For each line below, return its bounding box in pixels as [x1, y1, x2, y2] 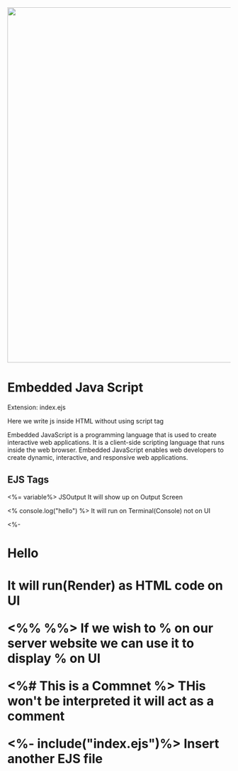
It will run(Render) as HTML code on [7, 578, 223, 594]
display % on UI [7, 650, 101, 667]
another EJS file [7, 751, 103, 767]
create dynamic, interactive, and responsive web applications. [7, 453, 188, 461]
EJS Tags [7, 474, 50, 486]
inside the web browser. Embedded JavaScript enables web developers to [7, 446, 225, 454]
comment [7, 708, 65, 724]
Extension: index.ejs [7, 403, 66, 411]
